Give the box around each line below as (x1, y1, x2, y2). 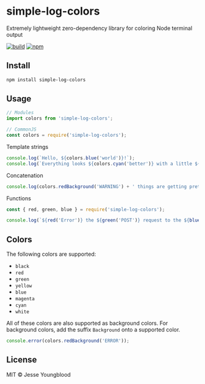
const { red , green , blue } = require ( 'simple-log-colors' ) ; (6, 206, 165, 212)
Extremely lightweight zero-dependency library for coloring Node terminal (6, 24, 193, 32)
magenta (15, 296, 35, 302)
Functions (6, 194, 32, 202)
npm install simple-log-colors (6, 76, 86, 83)
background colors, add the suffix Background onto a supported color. (6, 326, 181, 333)
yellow (15, 283, 32, 289)
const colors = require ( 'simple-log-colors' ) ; (6, 132, 127, 139)
